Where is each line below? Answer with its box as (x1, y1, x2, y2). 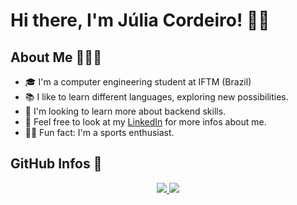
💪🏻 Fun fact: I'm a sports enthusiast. (24, 127, 175, 138)
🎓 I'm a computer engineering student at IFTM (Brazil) (24, 76, 252, 88)
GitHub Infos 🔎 (10, 155, 103, 173)
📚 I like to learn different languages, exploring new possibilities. (24, 91, 289, 103)
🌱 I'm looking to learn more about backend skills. (24, 105, 227, 117)
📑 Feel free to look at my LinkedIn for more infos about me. (24, 116, 267, 128)
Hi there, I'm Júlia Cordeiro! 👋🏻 (10, 9, 270, 32)
